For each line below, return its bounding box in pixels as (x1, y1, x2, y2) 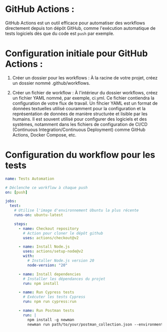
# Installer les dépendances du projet (23, 276, 106, 281)
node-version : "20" (27, 263, 68, 267)
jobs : (5, 199, 16, 204)
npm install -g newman (27, 317, 75, 322)
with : (23, 254, 35, 259)
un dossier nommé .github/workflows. (12, 80, 90, 86)
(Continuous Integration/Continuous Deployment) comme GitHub (12, 127, 146, 133)
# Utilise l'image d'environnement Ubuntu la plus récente (14, 208, 139, 213)
